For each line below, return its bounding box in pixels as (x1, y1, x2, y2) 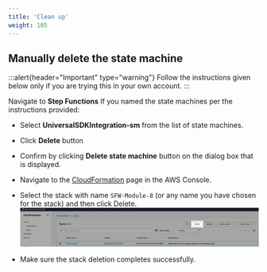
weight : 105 (8, 21, 48, 29)
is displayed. (19, 160, 61, 169)
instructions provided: (8, 105, 80, 115)
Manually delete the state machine (8, 52, 184, 65)
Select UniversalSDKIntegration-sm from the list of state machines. (19, 120, 244, 130)
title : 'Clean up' (8, 13, 69, 21)
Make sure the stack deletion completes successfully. (19, 255, 196, 264)
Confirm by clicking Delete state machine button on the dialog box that (19, 151, 254, 161)
